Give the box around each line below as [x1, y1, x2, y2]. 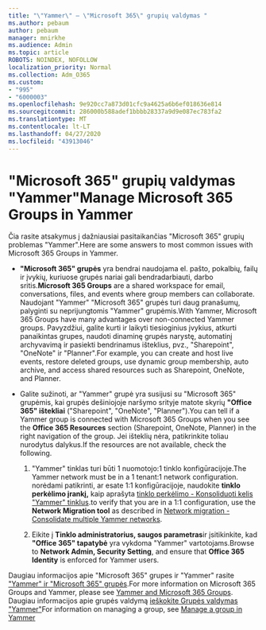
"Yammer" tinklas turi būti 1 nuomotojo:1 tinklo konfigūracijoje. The [31, 464, 247, 473]
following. [19, 449, 52, 458]
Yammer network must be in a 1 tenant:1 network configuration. [31, 472, 239, 482]
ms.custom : [8, 78, 44, 86]
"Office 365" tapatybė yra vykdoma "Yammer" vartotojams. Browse [31, 539, 255, 548]
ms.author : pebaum [8, 19, 69, 27]
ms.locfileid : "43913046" [8, 137, 94, 146]
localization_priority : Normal [8, 64, 112, 72]
